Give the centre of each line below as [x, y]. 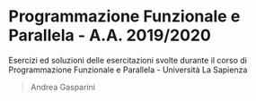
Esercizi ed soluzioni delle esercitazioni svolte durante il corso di [128, 60]
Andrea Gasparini [63, 87]
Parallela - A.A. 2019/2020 [110, 35]
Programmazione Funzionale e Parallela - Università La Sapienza [128, 70]
